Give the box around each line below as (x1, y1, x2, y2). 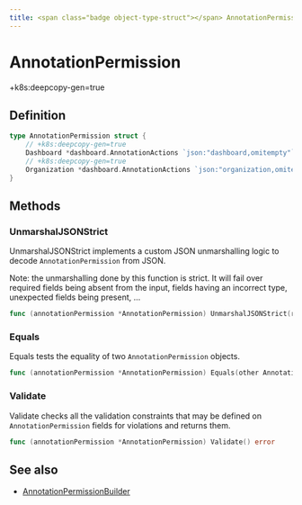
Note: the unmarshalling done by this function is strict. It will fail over (9, 273, 263, 284)
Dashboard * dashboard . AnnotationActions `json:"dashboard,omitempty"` (25, 149, 296, 158)
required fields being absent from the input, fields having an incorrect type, (9, 283, 288, 293)
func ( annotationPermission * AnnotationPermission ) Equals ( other (9, 368, 259, 378)
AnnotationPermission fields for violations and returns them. (9, 419, 231, 430)
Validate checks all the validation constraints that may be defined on (9, 410, 262, 421)
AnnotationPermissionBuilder (22, 486, 130, 497)
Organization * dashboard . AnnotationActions (25, 165, 191, 174)
